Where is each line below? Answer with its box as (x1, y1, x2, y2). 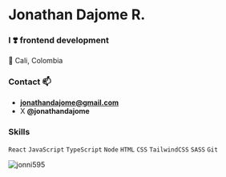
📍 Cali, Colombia (8, 56, 63, 66)
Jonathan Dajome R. (8, 6, 146, 24)
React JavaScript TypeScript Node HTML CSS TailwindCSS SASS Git (8, 146, 219, 154)
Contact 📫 (8, 76, 51, 87)
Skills (8, 126, 30, 137)
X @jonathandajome (19, 106, 90, 115)
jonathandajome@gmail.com (19, 98, 119, 107)
